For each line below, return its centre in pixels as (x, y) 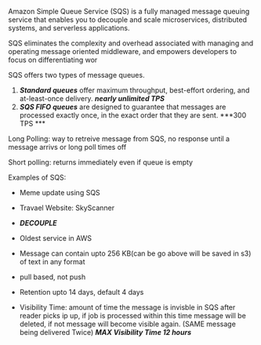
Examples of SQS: (37, 177)
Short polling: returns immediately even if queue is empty (101, 162)
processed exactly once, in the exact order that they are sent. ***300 (133, 115)
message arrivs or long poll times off (67, 147)
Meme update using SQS (60, 192)
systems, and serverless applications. (69, 28)
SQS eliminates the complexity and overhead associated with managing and (131, 43)
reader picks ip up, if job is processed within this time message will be (133, 316)
